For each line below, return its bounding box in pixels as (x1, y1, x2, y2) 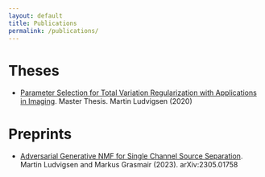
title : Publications (8, 19, 78, 27)
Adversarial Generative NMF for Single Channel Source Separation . (19, 151, 243, 161)
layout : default (8, 11, 63, 20)
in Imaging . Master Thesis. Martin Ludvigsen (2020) (19, 97, 193, 106)
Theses (8, 61, 60, 80)
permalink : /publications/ (8, 27, 99, 35)
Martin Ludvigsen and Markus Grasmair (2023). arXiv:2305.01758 (19, 160, 238, 170)
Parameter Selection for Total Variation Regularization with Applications (19, 88, 258, 97)
